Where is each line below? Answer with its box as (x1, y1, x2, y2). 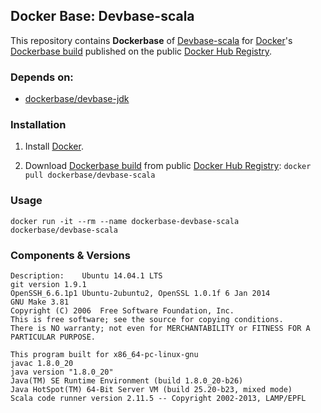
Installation (10, 118, 67, 132)
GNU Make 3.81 (10, 297, 70, 307)
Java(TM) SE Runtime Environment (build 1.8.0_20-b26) (10, 376, 244, 386)
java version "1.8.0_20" (10, 367, 114, 377)
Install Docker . (24, 140, 84, 153)
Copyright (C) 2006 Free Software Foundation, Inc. (10, 306, 235, 316)
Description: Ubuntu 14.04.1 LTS (10, 271, 163, 281)
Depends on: (10, 70, 74, 84)
